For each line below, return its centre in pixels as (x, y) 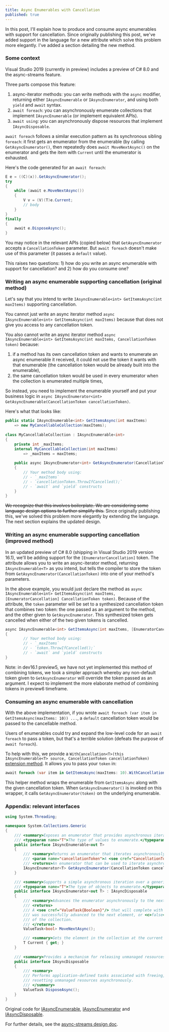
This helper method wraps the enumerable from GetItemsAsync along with (81, 782)
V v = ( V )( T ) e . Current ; (48, 200)
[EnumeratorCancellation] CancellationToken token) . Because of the (77, 598)
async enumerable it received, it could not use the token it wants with (84, 360)
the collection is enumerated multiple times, (58, 381)
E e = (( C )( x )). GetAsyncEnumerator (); (46, 177)
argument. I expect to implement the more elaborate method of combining (82, 683)
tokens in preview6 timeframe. (37, 688)
